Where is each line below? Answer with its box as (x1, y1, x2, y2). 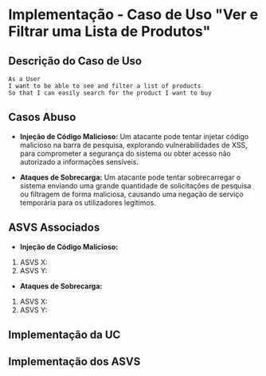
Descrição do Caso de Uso (8, 54, 142, 68)
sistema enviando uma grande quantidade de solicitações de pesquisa (19, 180, 252, 190)
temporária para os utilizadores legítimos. (19, 197, 157, 207)
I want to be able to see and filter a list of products (8, 82, 201, 90)
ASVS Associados (8, 221, 100, 235)
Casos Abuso (8, 110, 76, 124)
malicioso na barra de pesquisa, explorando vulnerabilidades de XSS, (19, 140, 248, 149)
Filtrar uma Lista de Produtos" (8, 22, 211, 41)
